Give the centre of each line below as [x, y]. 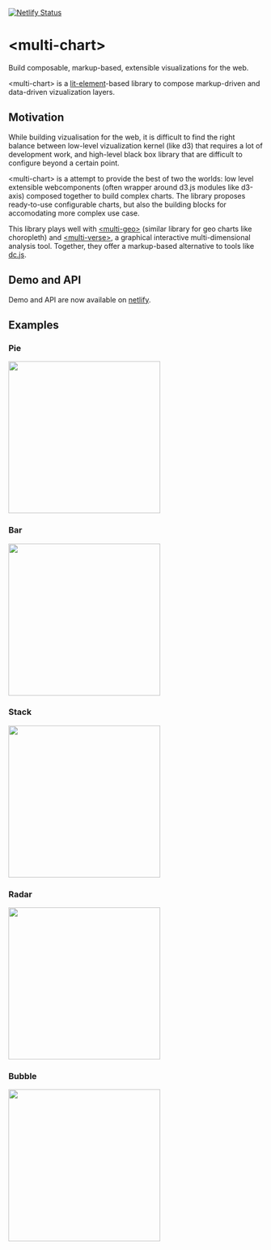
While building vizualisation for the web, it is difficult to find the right [122, 137]
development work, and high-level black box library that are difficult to [125, 154]
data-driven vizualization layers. [62, 92]
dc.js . [17, 255]
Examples [34, 325]
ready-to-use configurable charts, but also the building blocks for [117, 204]
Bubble [23, 1077]
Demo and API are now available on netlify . [80, 299]
